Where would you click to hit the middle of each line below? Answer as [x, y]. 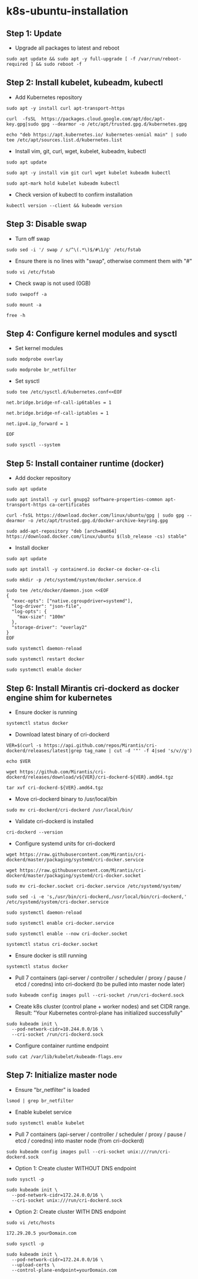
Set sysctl [27, 381]
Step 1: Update [34, 33]
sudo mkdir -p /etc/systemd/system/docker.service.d [74, 580]
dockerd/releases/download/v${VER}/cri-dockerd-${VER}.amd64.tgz [90, 777]
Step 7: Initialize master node [62, 1075]
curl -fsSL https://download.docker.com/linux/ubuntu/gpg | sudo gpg [95, 515]
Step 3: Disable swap [47, 224]
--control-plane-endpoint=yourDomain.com [64, 1270]
